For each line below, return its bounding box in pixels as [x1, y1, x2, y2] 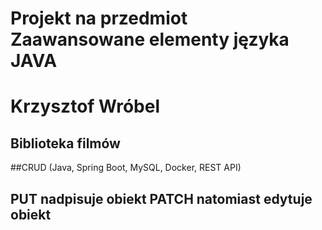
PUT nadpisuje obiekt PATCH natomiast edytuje [10, 190, 313, 207]
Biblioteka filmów [10, 135, 121, 152]
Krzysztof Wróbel [10, 95, 160, 118]
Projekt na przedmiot [10, 7, 188, 30]
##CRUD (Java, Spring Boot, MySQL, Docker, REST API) [10, 162, 242, 174]
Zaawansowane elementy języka [10, 28, 290, 51]
